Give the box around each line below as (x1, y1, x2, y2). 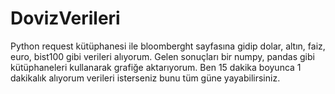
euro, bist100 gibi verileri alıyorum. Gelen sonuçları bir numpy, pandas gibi (10, 50, 315, 62)
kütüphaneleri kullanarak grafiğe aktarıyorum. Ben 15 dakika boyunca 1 (10, 61, 302, 73)
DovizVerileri (10, 7, 121, 30)
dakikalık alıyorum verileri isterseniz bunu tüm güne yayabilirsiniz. (10, 72, 281, 84)
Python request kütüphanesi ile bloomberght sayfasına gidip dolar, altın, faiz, (10, 40, 326, 52)
